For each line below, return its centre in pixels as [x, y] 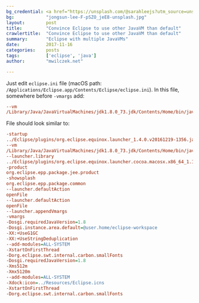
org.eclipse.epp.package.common [46, 184]
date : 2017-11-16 [39, 45]
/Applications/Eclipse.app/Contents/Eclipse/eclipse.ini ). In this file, [93, 89]
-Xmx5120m [18, 272]
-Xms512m [17, 266]
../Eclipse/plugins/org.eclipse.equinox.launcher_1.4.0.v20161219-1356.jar [102, 140]
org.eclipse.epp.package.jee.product [53, 173]
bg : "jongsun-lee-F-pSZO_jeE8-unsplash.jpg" [76, 17]
